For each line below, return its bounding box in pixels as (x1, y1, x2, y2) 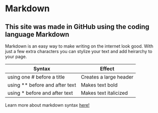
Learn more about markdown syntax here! (5, 102, 90, 108)
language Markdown (5, 30, 69, 38)
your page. (5, 54, 27, 59)
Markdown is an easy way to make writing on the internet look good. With (5, 43, 154, 49)
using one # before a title (7, 74, 65, 80)
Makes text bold (80, 82, 118, 88)
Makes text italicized (80, 89, 128, 96)
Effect (100, 65, 114, 72)
